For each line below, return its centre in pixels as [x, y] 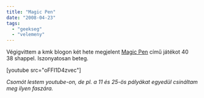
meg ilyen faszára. [30, 88]
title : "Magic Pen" [31, 12]
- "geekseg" [27, 29]
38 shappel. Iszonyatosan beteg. [47, 58]
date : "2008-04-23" [31, 18]
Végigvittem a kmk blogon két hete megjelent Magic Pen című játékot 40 [97, 52]
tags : [13, 23]
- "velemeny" [28, 35]
